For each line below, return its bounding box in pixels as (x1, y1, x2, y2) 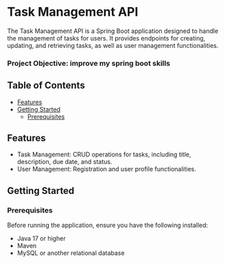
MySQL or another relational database (16, 249, 125, 257)
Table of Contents (7, 80, 86, 91)
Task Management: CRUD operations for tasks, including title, (16, 150, 191, 158)
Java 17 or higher (16, 235, 67, 243)
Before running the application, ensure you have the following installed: (7, 221, 209, 230)
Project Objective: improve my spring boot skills (7, 58, 170, 68)
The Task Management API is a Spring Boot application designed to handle (7, 27, 219, 35)
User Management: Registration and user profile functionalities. (16, 165, 197, 173)
